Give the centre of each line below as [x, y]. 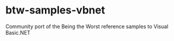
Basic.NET [18, 32]
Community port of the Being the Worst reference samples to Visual [87, 26]
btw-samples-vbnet [55, 10]
